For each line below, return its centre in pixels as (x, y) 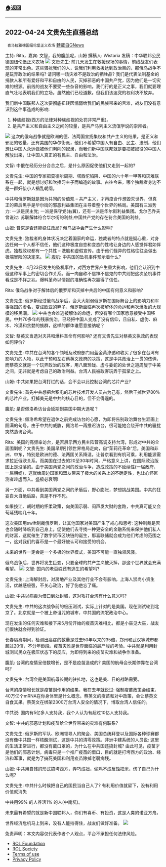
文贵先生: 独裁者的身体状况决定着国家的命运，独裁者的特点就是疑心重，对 (80, 239)
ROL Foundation (29, 844)
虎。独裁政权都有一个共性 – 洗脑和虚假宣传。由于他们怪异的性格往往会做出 (81, 251)
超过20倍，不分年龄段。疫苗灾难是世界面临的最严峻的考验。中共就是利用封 (82, 646)
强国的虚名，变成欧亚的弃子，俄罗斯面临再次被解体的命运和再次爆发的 (81, 307)
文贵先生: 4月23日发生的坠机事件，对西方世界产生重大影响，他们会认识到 (80, 267)
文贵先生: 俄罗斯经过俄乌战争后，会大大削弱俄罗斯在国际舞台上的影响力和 (80, 301)
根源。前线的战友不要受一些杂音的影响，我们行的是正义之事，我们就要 (85, 86)
